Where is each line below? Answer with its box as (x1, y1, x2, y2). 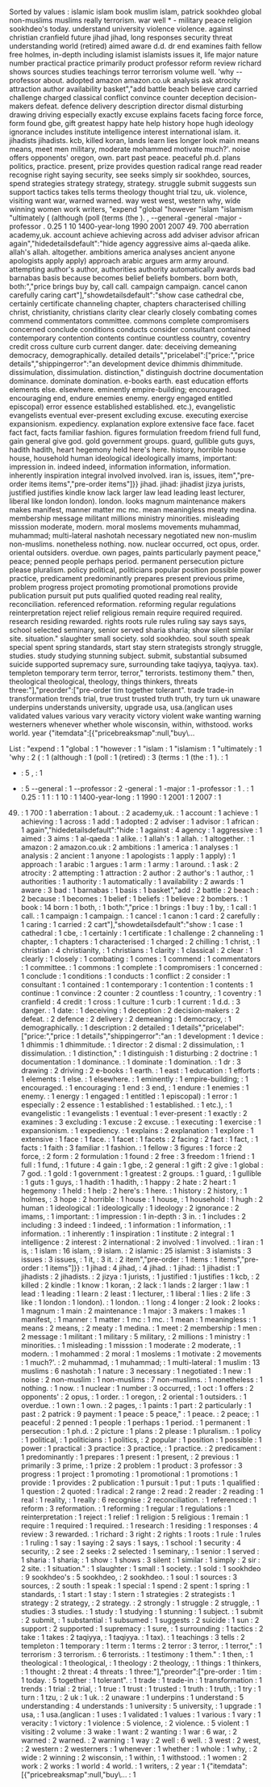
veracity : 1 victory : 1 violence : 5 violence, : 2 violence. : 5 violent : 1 (20, 1718, 249, 1728)
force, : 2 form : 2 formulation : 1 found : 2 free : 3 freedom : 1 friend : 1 (20, 1152, 255, 1161)
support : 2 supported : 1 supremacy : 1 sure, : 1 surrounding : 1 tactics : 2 (20, 1624, 264, 1633)
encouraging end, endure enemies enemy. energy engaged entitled (9, 394, 233, 402)
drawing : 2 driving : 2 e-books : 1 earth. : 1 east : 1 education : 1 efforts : (20, 1066, 261, 1075)
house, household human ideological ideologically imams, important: (9, 453, 237, 463)
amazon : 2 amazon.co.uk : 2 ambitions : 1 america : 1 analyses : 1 (20, 842, 239, 852)
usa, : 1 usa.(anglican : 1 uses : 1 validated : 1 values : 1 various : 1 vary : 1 (20, 1709, 261, 1719)
